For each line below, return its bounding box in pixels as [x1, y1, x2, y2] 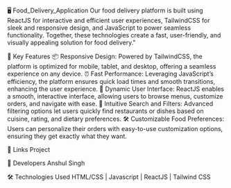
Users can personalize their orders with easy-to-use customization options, [7, 125, 223, 133]
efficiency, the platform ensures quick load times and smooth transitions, [7, 78, 216, 85]
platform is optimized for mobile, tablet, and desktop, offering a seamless [7, 62, 216, 70]
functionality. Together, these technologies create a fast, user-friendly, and [7, 31, 221, 39]
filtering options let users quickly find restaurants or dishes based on [7, 107, 204, 115]
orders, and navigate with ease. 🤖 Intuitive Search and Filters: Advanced [7, 100, 214, 108]
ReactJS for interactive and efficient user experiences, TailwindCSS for [7, 17, 210, 24]
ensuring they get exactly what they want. [7, 132, 127, 140]
